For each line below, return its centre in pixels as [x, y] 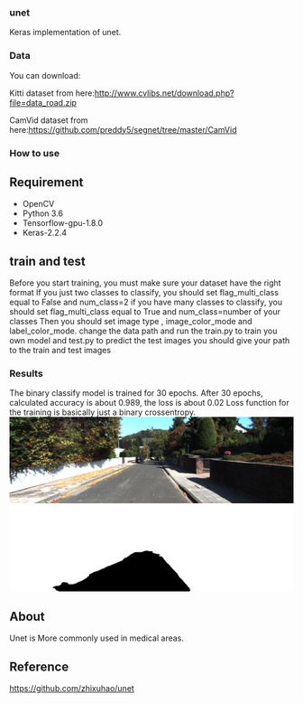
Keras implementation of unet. [65, 33]
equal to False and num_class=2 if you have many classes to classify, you [146, 302]
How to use [35, 153]
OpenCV [38, 204]
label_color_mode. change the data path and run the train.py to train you [143, 331]
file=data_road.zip [43, 102]
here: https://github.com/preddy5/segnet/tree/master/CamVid [123, 129]
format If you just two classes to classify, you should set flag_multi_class [144, 293]
